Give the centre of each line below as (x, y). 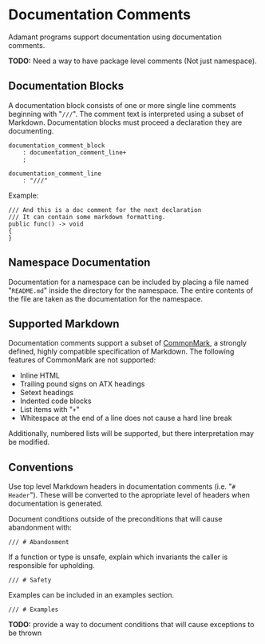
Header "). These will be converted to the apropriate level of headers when (129, 495)
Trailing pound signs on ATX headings (82, 384)
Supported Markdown (64, 324)
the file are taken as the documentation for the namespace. (106, 298)
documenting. (31, 130)
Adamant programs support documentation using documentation (115, 37)
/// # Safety (30, 580)
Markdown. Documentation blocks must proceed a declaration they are (125, 122)
